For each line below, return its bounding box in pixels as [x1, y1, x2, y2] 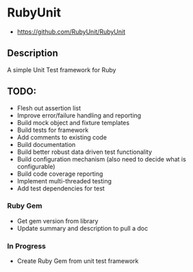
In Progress [7, 241, 47, 251]
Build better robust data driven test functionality [16, 148, 153, 156]
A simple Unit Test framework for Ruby [7, 65, 116, 73]
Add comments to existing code [16, 133, 107, 141]
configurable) [16, 162, 56, 170]
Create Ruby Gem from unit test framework [16, 257, 139, 265]
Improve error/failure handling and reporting [16, 111, 142, 120]
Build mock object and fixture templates [16, 118, 130, 126]
